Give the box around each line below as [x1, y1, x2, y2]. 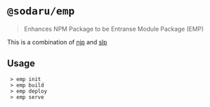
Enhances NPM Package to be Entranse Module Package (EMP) [23, 25, 204, 33]
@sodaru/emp [7, 5, 75, 18]
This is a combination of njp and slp [7, 37, 107, 46]
